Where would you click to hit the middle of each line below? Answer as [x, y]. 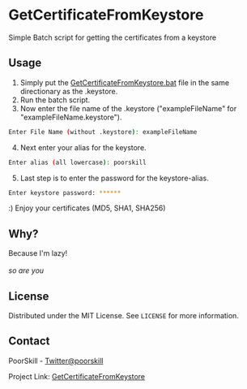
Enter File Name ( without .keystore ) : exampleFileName [103, 132]
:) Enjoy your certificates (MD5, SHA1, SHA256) [87, 208]
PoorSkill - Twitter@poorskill [56, 361]
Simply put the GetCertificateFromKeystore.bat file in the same [124, 82]
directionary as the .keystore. [69, 91]
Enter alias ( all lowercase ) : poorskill [78, 162]
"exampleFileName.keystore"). [71, 117]
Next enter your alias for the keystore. [83, 147]
